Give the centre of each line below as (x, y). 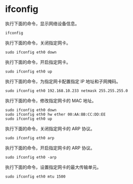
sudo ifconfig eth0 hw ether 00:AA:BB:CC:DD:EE (56, 114)
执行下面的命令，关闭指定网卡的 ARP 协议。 (50, 128)
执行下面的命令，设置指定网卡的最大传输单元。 (53, 167)
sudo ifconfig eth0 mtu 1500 (35, 177)
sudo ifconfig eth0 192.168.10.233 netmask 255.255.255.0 (66, 91)
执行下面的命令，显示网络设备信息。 (42, 23)
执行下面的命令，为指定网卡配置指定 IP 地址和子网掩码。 (63, 81)
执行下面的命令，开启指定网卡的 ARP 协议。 (50, 148)
